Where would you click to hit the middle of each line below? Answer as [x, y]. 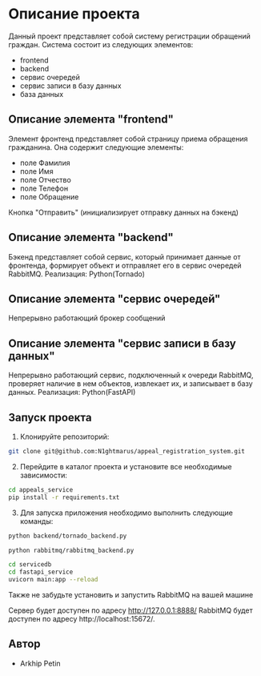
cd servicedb [30, 565]
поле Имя [36, 171]
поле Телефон [44, 188]
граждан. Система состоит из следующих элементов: [101, 44]
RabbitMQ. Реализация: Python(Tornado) [77, 274]
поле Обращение [49, 196]
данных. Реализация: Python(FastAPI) [72, 392]
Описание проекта [74, 14]
